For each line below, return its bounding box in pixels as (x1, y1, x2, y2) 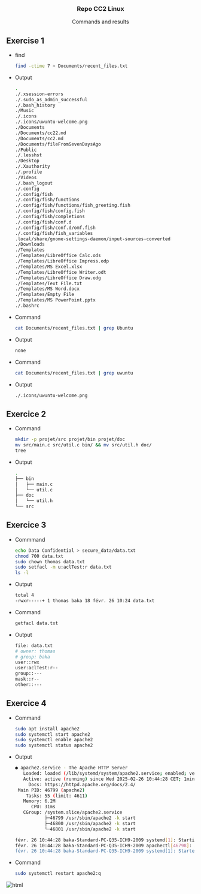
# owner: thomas (14, 648, 56, 654)
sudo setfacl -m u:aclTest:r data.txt (14, 564, 112, 570)
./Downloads (14, 241, 45, 247)
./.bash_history (14, 102, 56, 108)
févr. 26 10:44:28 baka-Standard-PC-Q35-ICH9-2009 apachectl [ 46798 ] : (14, 842, 193, 848)
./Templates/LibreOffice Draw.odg (14, 274, 101, 281)
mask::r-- (14, 676, 40, 682)
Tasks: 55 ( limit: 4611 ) (26, 793, 88, 799)
